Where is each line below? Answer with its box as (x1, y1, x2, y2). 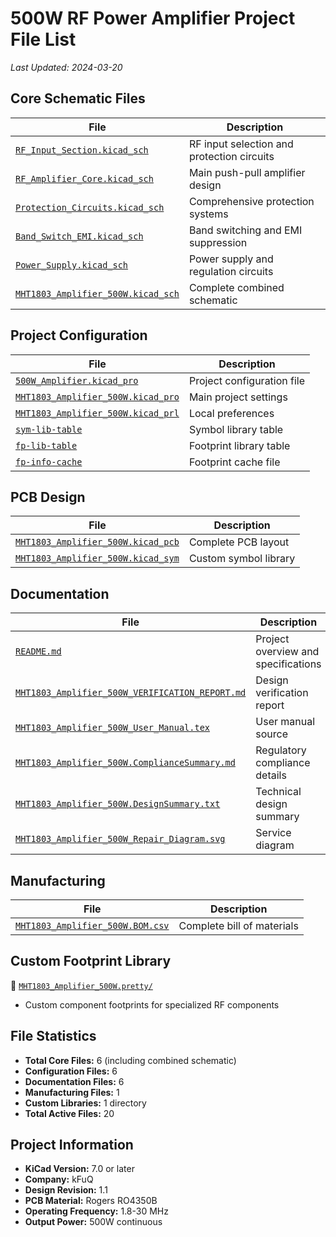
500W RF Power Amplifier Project (10, 7, 296, 30)
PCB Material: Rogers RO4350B (24, 1195, 158, 1207)
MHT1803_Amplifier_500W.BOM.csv (15, 920, 170, 931)
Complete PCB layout (188, 535, 290, 549)
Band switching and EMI (188, 223, 303, 237)
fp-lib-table (15, 440, 78, 451)
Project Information (10, 1137, 134, 1154)
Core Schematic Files (10, 90, 146, 107)
